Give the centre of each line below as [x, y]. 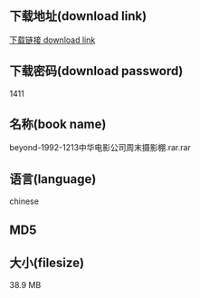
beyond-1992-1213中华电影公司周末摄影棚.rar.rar [100, 148]
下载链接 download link [52, 40]
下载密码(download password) [96, 71]
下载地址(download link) [78, 16]
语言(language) [53, 179]
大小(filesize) [47, 263]
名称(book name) [58, 125]
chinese [24, 201]
